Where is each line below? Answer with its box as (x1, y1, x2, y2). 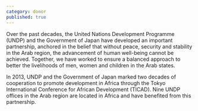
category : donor (6, 8, 46, 15)
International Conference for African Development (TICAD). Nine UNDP (6, 86, 181, 93)
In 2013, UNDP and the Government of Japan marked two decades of (6, 73, 177, 80)
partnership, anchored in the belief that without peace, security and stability (6, 43, 193, 50)
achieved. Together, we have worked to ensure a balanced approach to (6, 56, 181, 63)
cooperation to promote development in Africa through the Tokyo (6, 79, 166, 86)
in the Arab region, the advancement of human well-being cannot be (6, 49, 174, 56)
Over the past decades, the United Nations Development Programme (6, 30, 175, 37)
